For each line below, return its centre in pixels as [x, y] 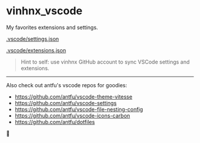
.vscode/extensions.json [36, 50]
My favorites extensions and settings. [52, 27]
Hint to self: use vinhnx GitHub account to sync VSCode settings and [105, 62]
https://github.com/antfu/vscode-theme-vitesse [74, 97]
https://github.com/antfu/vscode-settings [66, 103]
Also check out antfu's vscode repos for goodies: [67, 85]
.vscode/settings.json [33, 39]
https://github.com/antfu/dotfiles [55, 122]
